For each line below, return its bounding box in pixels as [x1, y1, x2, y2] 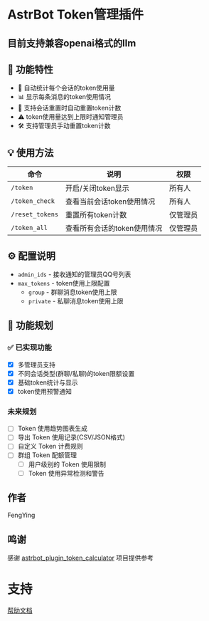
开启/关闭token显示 [65, 183, 130, 193]
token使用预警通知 [17, 387, 73, 395]
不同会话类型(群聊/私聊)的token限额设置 [17, 369, 135, 377]
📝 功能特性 [7, 63, 53, 75]
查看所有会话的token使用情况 [65, 224, 163, 234]
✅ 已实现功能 [7, 343, 52, 353]
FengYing [7, 511, 36, 520]
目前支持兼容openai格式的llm [7, 37, 136, 49]
